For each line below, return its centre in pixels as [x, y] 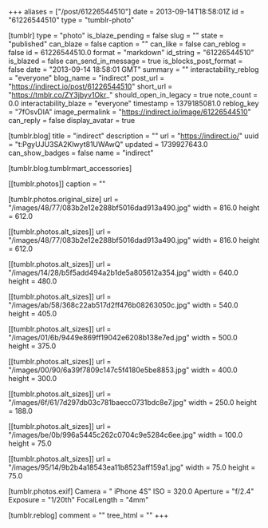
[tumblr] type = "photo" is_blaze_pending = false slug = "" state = [116, 36]
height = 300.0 [33, 378]
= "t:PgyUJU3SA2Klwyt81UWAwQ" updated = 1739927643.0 [108, 144]
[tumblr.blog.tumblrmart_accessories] [70, 168]
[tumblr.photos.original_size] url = [63, 199]
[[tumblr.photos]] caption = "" [57, 184]
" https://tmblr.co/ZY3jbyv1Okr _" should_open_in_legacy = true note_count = [133, 95]
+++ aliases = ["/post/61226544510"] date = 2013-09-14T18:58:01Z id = [126, 12]
